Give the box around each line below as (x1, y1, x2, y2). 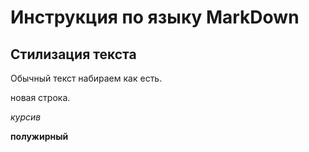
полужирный (10, 131, 69, 142)
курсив (10, 111, 42, 123)
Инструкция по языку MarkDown (10, 6, 300, 29)
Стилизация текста (10, 46, 137, 63)
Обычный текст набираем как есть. (10, 72, 163, 84)
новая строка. (10, 92, 71, 103)
